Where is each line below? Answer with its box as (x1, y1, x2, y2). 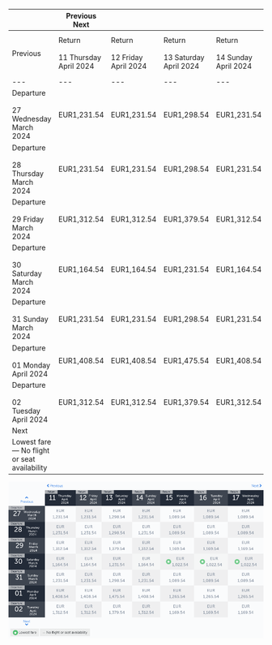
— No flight (11, 445, 50, 455)
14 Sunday (215, 53, 253, 62)
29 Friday (11, 214, 45, 224)
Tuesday (11, 406, 40, 415)
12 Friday (110, 53, 143, 62)
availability (11, 463, 48, 473)
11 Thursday (57, 53, 102, 62)
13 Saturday (163, 53, 205, 62)
